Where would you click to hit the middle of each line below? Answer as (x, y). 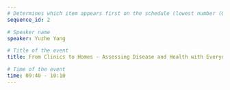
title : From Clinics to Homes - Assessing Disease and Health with (105, 57)
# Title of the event (38, 51)
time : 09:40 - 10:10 (37, 76)
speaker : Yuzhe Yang (37, 38)
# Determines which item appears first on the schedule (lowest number (111, 13)
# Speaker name (29, 32)
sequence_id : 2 (29, 20)
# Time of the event (37, 70)
